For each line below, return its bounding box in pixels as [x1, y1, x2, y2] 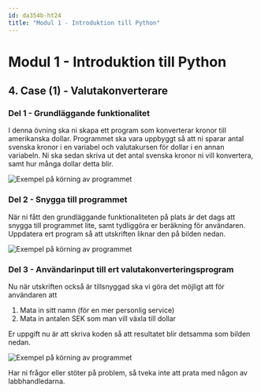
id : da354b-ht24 [8, 11, 62, 20]
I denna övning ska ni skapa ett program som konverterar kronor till [8, 125, 227, 135]
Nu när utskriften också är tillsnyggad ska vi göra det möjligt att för [8, 282, 225, 291]
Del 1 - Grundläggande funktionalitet [8, 108, 151, 118]
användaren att [8, 289, 58, 300]
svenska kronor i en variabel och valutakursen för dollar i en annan [8, 143, 225, 152]
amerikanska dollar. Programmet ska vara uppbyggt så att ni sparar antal [8, 134, 244, 144]
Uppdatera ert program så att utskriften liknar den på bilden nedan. [8, 229, 226, 238]
